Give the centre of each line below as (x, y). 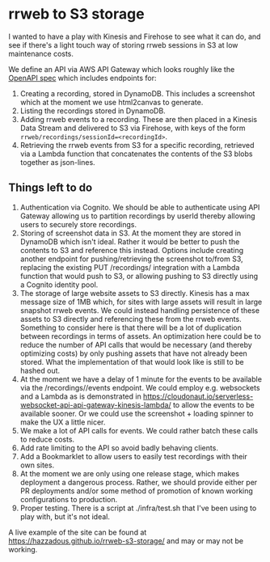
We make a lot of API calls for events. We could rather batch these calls (139, 430)
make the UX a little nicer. (63, 422)
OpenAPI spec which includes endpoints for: (82, 78)
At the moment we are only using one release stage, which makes (130, 473)
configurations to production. (69, 499)
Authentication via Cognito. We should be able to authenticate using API (140, 207)
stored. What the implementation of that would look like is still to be (132, 361)
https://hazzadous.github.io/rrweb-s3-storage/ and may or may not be (126, 541)
